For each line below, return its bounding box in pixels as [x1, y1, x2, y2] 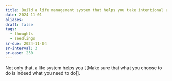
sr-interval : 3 [5, 46, 38, 51]
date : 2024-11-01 [5, 12, 42, 17]
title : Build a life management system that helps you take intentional [5, 7, 164, 13]
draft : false [5, 22, 33, 27]
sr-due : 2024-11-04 [5, 41, 47, 46]
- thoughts [10, 31, 33, 36]
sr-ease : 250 [5, 50, 33, 55]
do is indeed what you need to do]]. [5, 70, 80, 76]
